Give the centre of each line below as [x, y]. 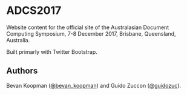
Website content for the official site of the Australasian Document [88, 27]
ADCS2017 [34, 11]
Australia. [18, 40]
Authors [22, 71]
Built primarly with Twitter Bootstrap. [52, 51]
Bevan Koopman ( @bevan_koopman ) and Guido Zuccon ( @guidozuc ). [94, 85]
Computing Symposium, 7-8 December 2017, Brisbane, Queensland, [91, 33]
